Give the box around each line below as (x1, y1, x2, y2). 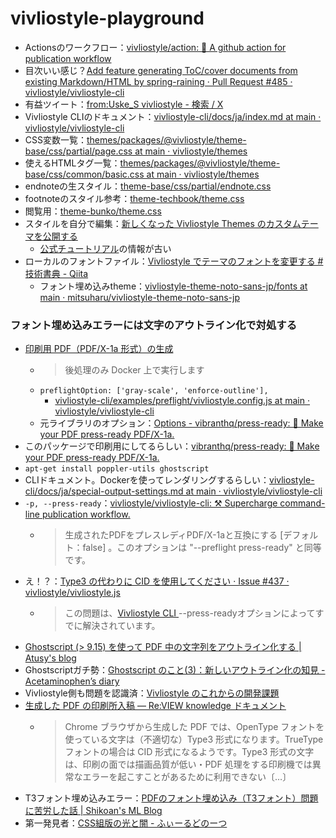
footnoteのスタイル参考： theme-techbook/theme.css (24, 192, 245, 204)
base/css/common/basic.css (24, 168, 145, 180)
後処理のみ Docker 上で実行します (64, 364, 205, 376)
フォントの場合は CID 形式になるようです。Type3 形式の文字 (64, 746, 315, 758)
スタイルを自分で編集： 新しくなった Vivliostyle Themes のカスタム (24, 217, 302, 229)
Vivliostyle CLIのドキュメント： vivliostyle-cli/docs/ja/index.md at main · (24, 110, 322, 122)
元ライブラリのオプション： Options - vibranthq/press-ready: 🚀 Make (39, 417, 324, 429)
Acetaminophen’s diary (24, 675, 120, 687)
